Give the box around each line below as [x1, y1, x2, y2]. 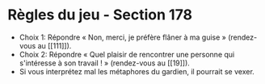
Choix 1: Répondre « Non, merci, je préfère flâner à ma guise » [19, 32, 227, 42]
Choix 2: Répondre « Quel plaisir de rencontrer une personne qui [19, 49, 235, 59]
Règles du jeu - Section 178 [7, 6, 193, 24]
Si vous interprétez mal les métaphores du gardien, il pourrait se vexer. [19, 66, 255, 76]
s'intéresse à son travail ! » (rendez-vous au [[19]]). [19, 58, 191, 68]
